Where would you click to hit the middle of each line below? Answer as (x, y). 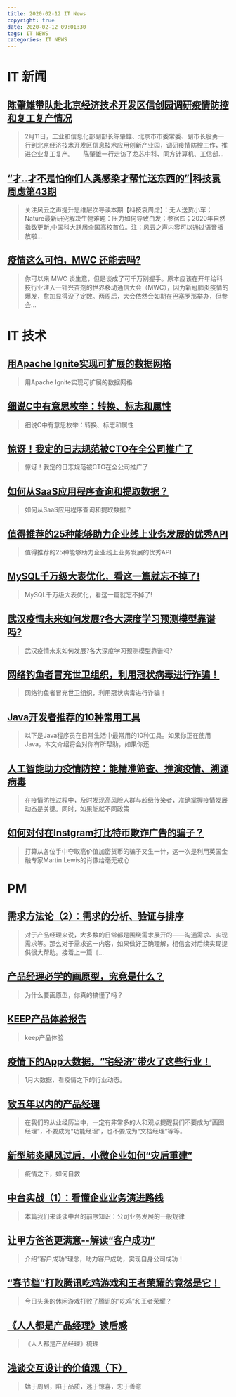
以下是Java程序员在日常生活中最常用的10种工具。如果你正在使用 (118, 736)
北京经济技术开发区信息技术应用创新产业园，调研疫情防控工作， (129, 145)
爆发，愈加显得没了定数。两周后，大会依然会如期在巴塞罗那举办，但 (123, 296)
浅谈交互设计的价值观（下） (67, 1368)
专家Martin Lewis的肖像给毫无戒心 (80, 860)
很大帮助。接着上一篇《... (67, 952)
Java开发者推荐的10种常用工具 (74, 717)
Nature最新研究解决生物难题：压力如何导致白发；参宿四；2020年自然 (125, 218)
